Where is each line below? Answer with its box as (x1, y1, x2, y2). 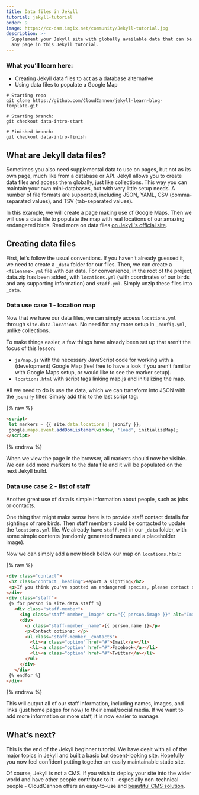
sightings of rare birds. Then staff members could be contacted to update (6, 520, 186, 527)
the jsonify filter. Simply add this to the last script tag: (6, 393, 139, 400)
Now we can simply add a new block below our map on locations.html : (6, 550, 181, 557)
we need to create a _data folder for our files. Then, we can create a (6, 260, 172, 268)
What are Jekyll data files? (6, 150, 107, 160)
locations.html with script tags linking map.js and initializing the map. (14, 375, 185, 383)
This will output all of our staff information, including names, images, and (6, 700, 184, 707)
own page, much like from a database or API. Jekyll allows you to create (6, 172, 182, 179)
